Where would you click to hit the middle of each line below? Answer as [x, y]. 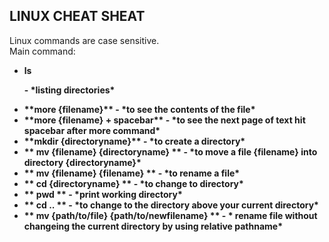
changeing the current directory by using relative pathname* [153, 226]
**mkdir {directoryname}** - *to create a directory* [134, 141]
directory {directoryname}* [82, 162]
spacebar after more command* [92, 130]
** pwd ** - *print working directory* [103, 194]
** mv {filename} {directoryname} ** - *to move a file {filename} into [170, 151]
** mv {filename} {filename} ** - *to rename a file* [132, 173]
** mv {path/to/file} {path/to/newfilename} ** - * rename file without [170, 215]
